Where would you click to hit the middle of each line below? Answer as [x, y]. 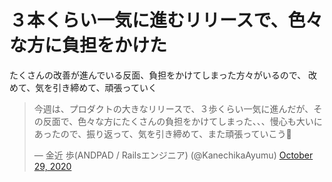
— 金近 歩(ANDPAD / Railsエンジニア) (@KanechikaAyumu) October [173, 155]
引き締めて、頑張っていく [104, 87]
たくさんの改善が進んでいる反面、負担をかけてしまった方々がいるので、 [158, 75]
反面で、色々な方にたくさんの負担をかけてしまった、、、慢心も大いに [182, 121]
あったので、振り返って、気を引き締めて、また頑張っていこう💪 [162, 133]
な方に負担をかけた [88, 45]
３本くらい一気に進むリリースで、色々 [166, 20]
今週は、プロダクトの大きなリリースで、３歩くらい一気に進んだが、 [173, 108]
